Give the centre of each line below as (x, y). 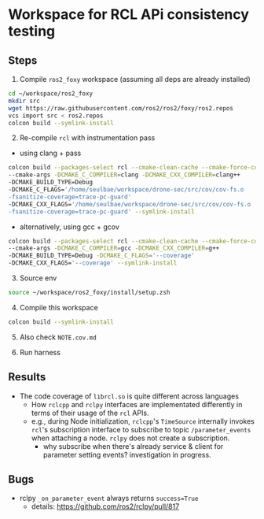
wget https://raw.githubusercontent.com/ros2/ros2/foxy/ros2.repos (121, 108)
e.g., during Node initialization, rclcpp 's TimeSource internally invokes (143, 421)
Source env (38, 278)
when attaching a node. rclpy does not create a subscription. (130, 438)
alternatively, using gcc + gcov (70, 227)
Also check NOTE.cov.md (58, 337)
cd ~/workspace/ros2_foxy (50, 94)
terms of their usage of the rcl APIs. (90, 413)
